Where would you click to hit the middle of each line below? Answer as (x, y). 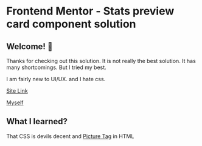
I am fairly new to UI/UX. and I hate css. (56, 79)
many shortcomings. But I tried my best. (56, 67)
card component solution (71, 24)
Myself (15, 102)
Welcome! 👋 (30, 46)
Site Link (17, 91)
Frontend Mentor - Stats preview (90, 11)
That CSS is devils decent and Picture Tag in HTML (70, 136)
